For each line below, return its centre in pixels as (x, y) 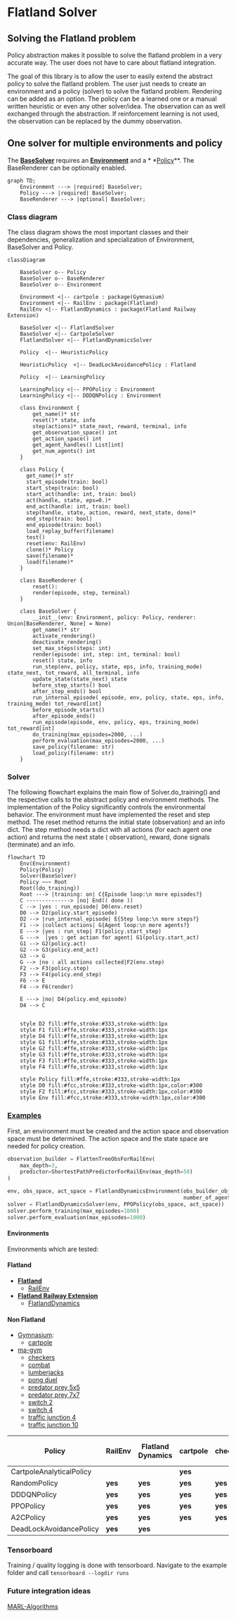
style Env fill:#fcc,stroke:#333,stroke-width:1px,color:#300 (113, 1098)
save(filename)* (50, 556)
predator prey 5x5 (54, 1388)
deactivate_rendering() (67, 642)
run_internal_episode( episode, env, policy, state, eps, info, (129, 698)
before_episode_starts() (69, 710)
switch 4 (40, 1410)
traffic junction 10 (53, 1425)
